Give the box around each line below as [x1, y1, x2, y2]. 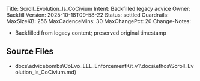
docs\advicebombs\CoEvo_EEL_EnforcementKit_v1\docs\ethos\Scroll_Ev [14, 62, 194, 69]
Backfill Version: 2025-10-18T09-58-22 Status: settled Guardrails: [6, 11, 169, 18]
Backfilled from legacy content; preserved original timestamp [14, 29, 166, 36]
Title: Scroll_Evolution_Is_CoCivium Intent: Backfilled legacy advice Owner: [6, 5, 191, 12]
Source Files [6, 46, 54, 57]
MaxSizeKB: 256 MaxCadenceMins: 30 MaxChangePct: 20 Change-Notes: [6, 18, 191, 24]
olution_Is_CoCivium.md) [14, 68, 77, 76]
